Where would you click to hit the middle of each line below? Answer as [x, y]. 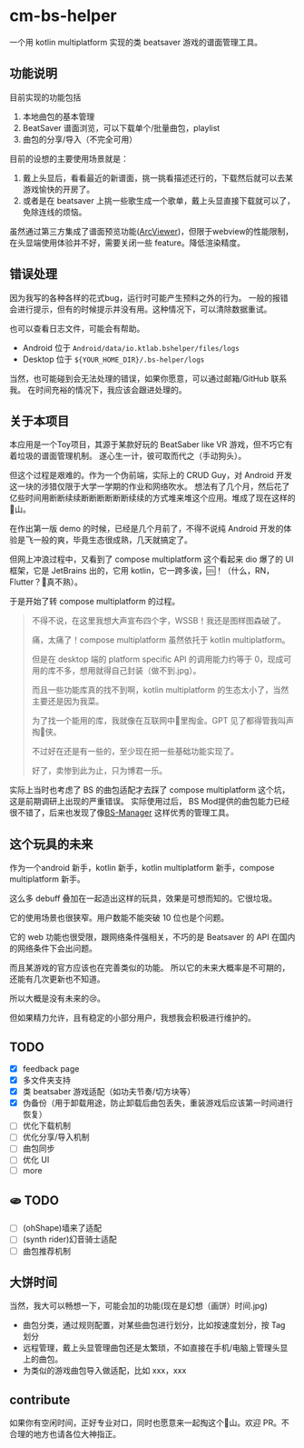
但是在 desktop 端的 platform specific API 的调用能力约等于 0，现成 [157, 659]
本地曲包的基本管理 [59, 116]
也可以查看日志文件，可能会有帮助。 [77, 328]
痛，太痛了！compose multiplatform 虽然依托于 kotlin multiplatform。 [161, 640]
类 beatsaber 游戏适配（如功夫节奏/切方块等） [109, 1092]
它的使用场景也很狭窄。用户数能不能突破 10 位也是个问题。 [119, 918]
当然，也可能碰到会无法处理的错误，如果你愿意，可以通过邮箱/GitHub [139, 378]
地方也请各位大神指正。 [77, 1434]
